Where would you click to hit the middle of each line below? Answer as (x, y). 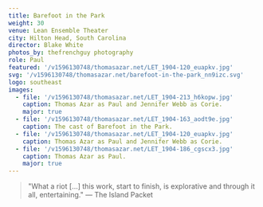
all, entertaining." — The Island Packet (90, 195)
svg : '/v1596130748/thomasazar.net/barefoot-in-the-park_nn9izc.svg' (126, 75)
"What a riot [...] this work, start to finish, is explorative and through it (141, 186)
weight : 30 (26, 23)
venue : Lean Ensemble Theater (59, 30)
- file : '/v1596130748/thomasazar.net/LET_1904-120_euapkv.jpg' (124, 134)
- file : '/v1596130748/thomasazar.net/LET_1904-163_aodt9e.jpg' (124, 119)
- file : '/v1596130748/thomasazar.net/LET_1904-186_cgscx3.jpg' (124, 149)
